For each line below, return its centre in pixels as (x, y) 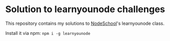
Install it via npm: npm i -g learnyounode (48, 33)
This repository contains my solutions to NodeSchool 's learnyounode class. (85, 23)
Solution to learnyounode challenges (85, 9)
